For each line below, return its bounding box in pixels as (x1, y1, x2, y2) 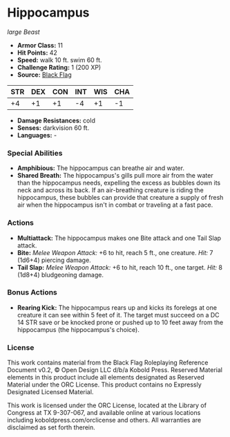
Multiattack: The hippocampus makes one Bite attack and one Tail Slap (17, 234, 222, 242)
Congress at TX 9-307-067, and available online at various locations (7, 409, 201, 417)
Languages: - (17, 131, 57, 139)
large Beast (7, 28, 40, 36)
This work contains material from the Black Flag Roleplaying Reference (7, 358, 209, 367)
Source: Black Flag (17, 71, 72, 79)
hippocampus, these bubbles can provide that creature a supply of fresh (17, 194, 224, 202)
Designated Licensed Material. (7, 388, 94, 396)
